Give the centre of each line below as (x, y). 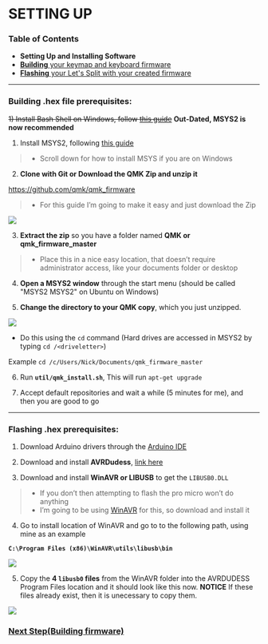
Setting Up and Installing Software (78, 56)
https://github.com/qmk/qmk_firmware (72, 189)
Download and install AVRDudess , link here (91, 462)
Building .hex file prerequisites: (70, 101)
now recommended (41, 127)
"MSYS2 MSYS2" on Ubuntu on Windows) (89, 292)
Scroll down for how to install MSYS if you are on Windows (136, 158)
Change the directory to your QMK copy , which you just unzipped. (130, 307)
